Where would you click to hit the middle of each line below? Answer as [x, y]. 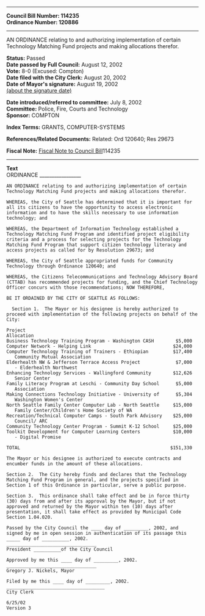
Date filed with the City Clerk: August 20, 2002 [66, 78]
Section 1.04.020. [30, 517]
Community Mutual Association [53, 357]
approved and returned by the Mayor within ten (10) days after [90, 507]
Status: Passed [26, 58]
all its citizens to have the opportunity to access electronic [90, 208]
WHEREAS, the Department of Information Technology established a [92, 229]
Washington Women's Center [49, 400]
